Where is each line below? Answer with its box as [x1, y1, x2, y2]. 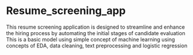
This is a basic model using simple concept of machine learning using [6, 36, 175, 43]
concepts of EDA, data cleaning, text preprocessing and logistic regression [6, 42, 188, 49]
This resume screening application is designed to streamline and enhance [6, 23, 185, 30]
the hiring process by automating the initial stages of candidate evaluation [6, 29, 185, 36]
